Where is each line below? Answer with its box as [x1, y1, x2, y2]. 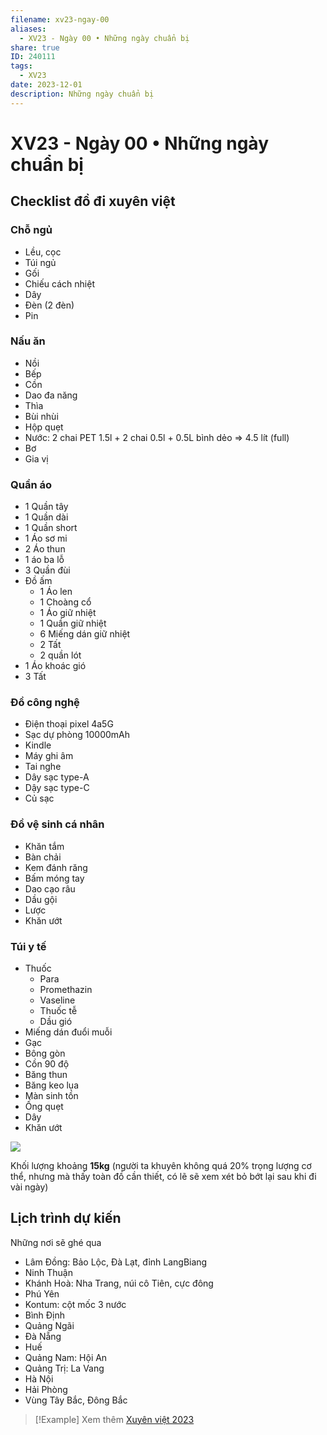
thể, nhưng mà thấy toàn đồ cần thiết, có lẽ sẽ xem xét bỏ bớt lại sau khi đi [10, 1170, 317, 1182]
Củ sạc [24, 792, 55, 805]
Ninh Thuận [24, 1266, 73, 1278]
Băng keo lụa [24, 1079, 80, 1091]
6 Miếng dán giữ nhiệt [39, 628, 131, 640]
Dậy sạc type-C [24, 782, 90, 794]
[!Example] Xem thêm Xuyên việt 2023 [34, 1413, 195, 1425]
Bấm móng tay [24, 872, 85, 884]
